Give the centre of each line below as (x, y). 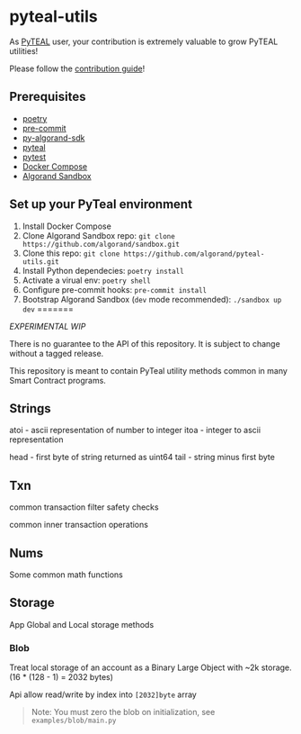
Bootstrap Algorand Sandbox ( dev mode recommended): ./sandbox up (152, 299)
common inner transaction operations (79, 525)
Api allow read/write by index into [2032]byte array (103, 694)
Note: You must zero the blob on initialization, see (123, 712)
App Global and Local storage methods (82, 624)
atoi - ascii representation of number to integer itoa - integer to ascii (135, 430)
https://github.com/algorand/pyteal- (194, 254)
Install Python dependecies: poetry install (103, 270)
